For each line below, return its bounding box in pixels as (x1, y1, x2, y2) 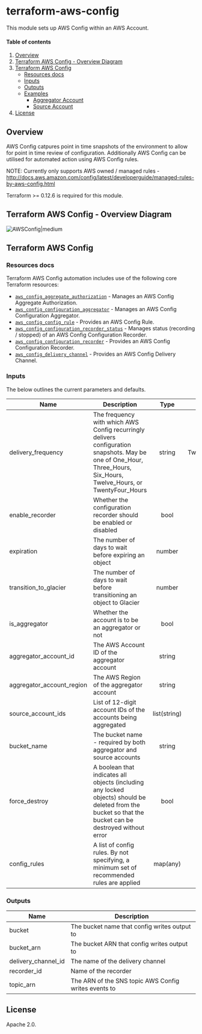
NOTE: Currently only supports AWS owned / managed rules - (6, 167, 160, 175)
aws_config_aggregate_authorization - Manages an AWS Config (14, 293, 174, 300)
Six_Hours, (93, 470, 124, 479)
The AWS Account (93, 640, 145, 649)
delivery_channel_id (9, 957, 65, 966)
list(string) (152, 709, 182, 718)
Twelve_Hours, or (93, 478, 143, 487)
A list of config (93, 841, 134, 849)
